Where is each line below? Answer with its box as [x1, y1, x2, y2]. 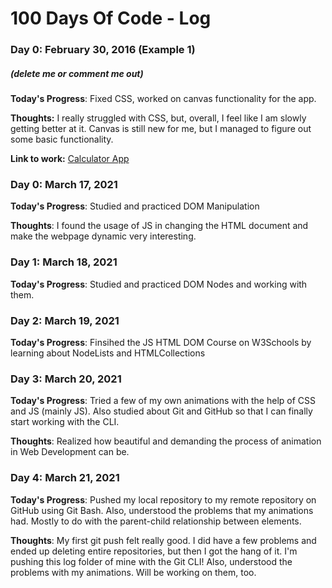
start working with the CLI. [10, 416, 120, 428]
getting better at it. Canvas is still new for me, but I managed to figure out [10, 123, 312, 135]
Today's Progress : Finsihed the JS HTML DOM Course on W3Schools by [10, 336, 312, 348]
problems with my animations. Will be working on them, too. [10, 566, 257, 578]
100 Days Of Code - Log [10, 7, 212, 30]
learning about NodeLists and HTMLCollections [10, 347, 206, 359]
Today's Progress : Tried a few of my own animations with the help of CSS [10, 395, 317, 407]
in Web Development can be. [10, 446, 130, 458]
